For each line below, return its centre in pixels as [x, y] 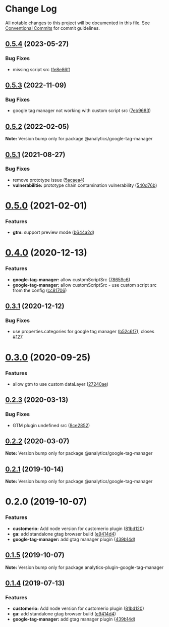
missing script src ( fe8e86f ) [41, 69]
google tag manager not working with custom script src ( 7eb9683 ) [82, 111]
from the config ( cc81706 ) [40, 290]
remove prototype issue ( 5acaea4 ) [48, 180]
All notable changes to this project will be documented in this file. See [78, 23]
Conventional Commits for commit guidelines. [52, 28]
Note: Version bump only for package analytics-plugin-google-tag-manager [84, 567]
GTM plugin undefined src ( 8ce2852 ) [51, 425]
